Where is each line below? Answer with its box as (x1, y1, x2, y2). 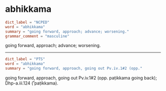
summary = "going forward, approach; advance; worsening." (5, 29, 129, 34)
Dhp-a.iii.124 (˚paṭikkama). (5, 80, 58, 86)
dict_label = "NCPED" (5, 20, 50, 25)
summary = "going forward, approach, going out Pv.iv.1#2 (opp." (5, 66, 142, 71)
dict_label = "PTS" (5, 57, 45, 62)
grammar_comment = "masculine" (5, 34, 70, 39)
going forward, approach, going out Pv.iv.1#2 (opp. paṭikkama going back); (5, 75, 157, 81)
